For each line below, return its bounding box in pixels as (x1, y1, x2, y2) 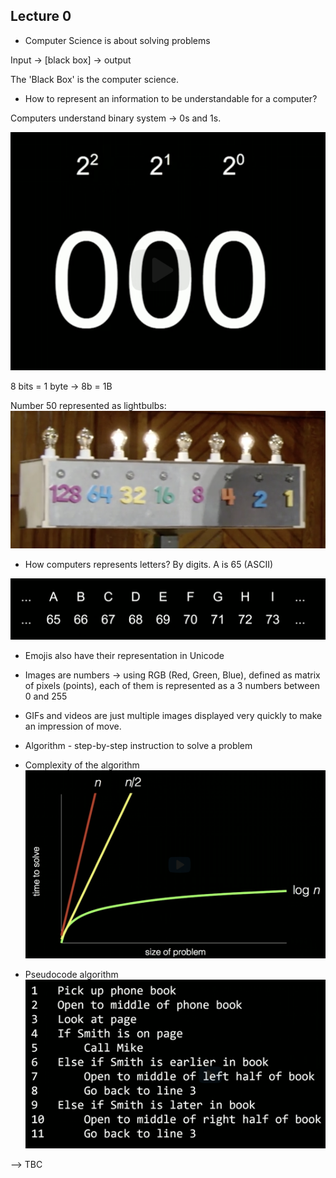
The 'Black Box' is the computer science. (10, 73, 180, 85)
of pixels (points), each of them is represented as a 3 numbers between (24, 680, 320, 692)
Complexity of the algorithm (24, 759, 140, 771)
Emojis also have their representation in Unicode (24, 650, 225, 662)
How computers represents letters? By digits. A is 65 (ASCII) (24, 558, 274, 570)
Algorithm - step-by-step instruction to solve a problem (24, 740, 253, 752)
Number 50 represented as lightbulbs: (10, 400, 167, 412)
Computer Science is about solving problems (24, 34, 211, 46)
